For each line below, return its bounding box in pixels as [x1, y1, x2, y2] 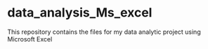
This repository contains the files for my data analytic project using [7, 28, 202, 36]
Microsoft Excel [7, 35, 53, 43]
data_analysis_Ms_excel [7, 5, 152, 21]
